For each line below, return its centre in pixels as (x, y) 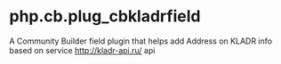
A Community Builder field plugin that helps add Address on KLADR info (141, 41)
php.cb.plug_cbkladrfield (105, 16)
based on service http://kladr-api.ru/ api (82, 50)
